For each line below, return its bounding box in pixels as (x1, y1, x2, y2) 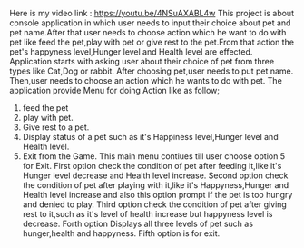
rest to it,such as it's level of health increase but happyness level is (22, 209, 273, 219)
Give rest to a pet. (22, 122, 90, 133)
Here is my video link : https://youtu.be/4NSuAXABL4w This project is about (9, 8, 295, 18)
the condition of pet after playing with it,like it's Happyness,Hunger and (22, 180, 289, 190)
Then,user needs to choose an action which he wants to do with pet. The (9, 75, 283, 85)
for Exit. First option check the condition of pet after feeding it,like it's (22, 161, 282, 171)
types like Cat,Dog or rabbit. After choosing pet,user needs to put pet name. (9, 65, 294, 76)
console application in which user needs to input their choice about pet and (9, 17, 291, 28)
